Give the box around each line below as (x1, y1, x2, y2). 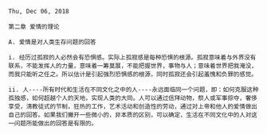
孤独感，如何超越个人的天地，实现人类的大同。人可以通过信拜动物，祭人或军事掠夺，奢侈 (8, 94, 257, 102)
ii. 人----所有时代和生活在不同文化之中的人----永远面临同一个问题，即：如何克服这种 (8, 86, 259, 94)
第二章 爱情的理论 (8, 23, 60, 31)
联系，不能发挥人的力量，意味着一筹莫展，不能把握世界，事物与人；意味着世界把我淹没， (8, 62, 257, 70)
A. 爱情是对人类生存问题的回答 (8, 38, 97, 46)
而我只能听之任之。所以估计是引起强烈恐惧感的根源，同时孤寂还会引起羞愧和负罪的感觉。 (8, 71, 257, 78)
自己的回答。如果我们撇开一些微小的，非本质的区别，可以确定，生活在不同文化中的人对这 (8, 111, 257, 119)
